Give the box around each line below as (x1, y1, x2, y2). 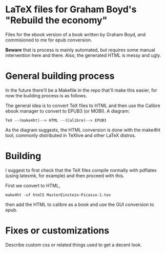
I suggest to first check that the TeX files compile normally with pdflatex (5, 167, 157, 173)
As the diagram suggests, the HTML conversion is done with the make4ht (5, 126, 160, 133)
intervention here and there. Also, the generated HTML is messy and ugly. (5, 52, 161, 58)
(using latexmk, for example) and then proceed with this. (5, 173, 125, 179)
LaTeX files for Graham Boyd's (5, 4, 137, 15)
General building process (5, 70, 115, 82)
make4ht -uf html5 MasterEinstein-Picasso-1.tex (5, 192, 111, 198)
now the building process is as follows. (5, 92, 87, 98)
